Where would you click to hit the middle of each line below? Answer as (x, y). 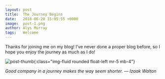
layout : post (19, 10)
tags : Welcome (22, 33)
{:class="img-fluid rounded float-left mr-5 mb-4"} (84, 61)
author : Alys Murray (26, 28)
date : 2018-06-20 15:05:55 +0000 (42, 19)
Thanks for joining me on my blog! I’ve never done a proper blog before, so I (83, 47)
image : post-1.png (25, 23)
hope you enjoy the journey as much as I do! (50, 52)
